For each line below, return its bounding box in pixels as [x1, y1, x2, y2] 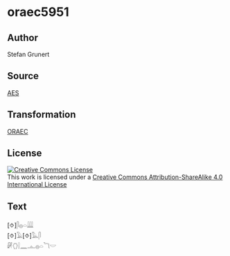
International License [7, 180, 67, 189]
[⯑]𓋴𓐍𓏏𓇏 [7, 221, 34, 230]
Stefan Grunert [7, 50, 50, 58]
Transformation [7, 109, 76, 121]
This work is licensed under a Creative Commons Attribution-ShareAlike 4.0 [7, 173, 223, 181]
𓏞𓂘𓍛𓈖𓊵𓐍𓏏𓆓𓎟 [7, 242, 57, 250]
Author [7, 32, 38, 44]
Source [7, 70, 39, 82]
